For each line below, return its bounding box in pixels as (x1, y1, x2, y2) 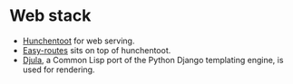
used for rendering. (22, 64, 95, 75)
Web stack (9, 5, 92, 26)
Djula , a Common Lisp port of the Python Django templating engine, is (22, 54, 284, 65)
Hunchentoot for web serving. (22, 35, 135, 46)
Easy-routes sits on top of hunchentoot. (22, 44, 171, 55)
